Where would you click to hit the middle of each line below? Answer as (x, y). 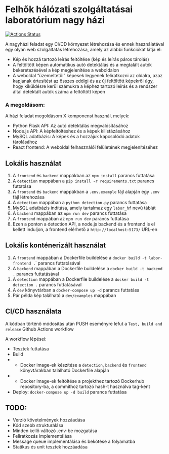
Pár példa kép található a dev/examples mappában (64, 295)
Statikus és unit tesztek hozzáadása (50, 447)
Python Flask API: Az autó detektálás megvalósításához (70, 126)
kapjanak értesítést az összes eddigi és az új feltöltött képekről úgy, (83, 81)
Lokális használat (33, 163)
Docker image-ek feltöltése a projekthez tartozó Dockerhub (82, 381)
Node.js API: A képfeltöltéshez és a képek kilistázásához (71, 131)
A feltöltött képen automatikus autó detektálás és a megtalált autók (82, 64)
